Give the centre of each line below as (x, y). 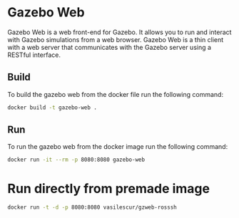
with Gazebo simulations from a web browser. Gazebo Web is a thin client (116, 39)
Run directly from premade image (109, 188)
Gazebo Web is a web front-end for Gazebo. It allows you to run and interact (119, 32)
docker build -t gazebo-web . (52, 108)
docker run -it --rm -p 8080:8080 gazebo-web (76, 160)
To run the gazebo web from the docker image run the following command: (118, 147)
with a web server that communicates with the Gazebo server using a (110, 47)
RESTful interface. (34, 55)
